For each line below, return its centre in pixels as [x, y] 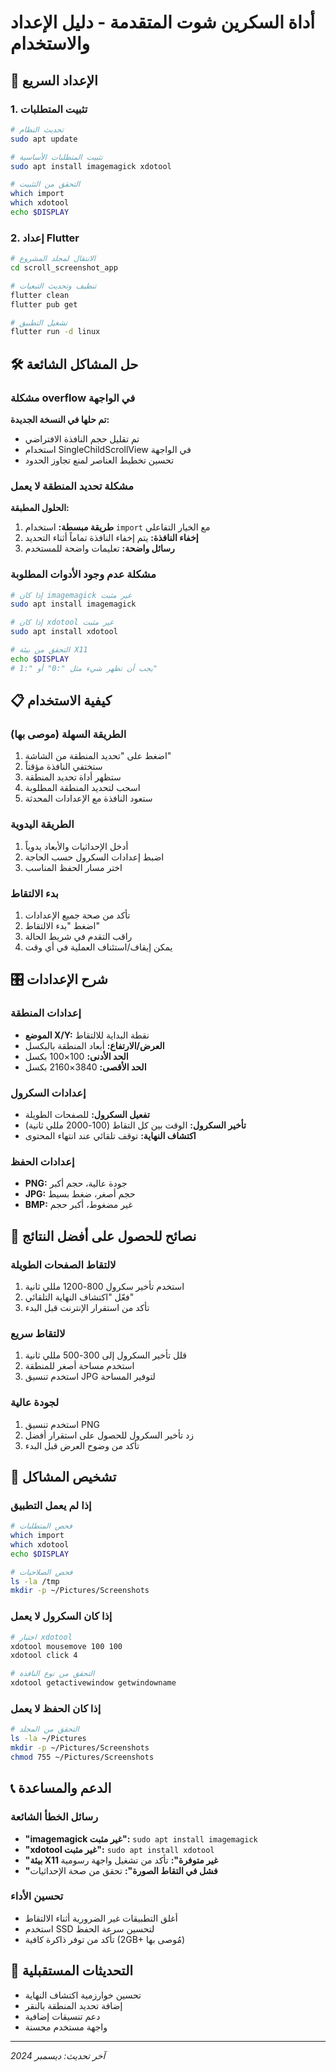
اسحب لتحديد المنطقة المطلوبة [82, 788]
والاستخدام [50, 43]
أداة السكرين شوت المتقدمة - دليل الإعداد [163, 22]
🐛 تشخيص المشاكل [63, 1476]
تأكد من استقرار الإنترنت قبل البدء [87, 1307]
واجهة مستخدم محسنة [66, 2027]
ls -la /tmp [35, 1581]
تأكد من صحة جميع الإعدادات [77, 915]
